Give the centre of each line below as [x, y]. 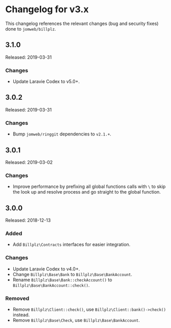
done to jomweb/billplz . [31, 29]
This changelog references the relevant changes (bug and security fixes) [82, 23]
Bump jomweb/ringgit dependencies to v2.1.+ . [62, 134]
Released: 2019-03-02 [29, 162]
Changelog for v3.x [47, 9]
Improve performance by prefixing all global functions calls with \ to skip [89, 186]
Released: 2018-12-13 [28, 221]
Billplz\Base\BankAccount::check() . [51, 285]
